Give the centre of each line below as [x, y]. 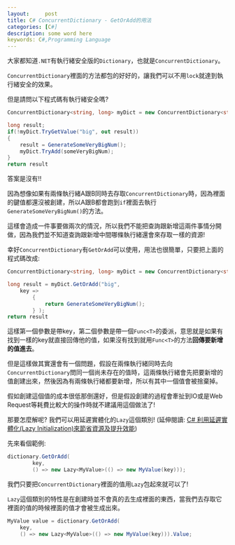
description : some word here [50, 33]
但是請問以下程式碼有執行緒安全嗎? [58, 100]
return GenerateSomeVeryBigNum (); [95, 304]
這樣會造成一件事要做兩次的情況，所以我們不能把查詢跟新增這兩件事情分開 [114, 226]
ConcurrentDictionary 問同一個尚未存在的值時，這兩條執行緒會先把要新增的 [115, 372]
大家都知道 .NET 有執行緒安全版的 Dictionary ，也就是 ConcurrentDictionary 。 [116, 61]
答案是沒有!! [24, 179]
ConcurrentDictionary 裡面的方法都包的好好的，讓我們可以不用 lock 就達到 [112, 76]
